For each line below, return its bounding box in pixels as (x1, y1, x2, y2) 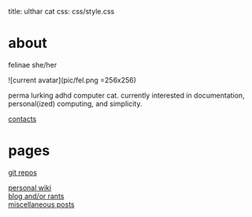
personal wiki (8, 182, 52, 192)
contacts (8, 114, 37, 123)
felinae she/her (8, 60, 57, 69)
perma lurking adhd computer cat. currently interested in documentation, (8, 90, 246, 100)
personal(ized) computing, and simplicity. (8, 98, 143, 108)
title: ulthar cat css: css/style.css (8, 7, 115, 16)
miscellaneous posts (8, 200, 75, 209)
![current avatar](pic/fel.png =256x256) (8, 75, 136, 85)
